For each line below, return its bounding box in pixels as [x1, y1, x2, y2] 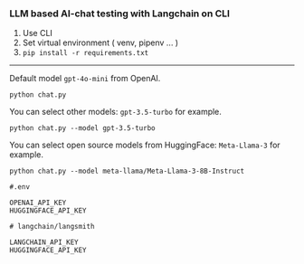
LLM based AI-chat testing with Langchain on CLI [9, 7, 231, 20]
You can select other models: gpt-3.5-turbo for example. [9, 107, 222, 118]
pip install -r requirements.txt [22, 49, 149, 58]
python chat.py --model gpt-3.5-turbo [9, 124, 156, 133]
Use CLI [22, 28, 52, 39]
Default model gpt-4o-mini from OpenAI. [9, 73, 161, 84]
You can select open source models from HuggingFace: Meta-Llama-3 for [9, 139, 280, 151]
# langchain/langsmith [9, 222, 95, 231]
